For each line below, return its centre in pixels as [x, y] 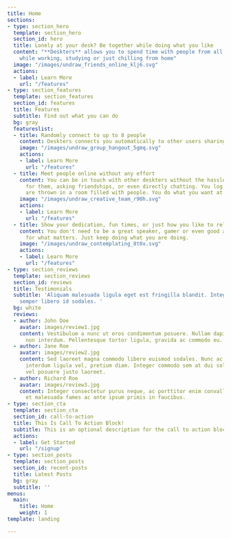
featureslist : [33, 129]
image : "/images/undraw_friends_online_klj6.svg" [86, 65]
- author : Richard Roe [46, 378]
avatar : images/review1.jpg [59, 327]
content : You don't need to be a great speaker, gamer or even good [120, 231]
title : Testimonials [43, 289]
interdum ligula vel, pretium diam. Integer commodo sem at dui [119, 366]
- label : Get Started [44, 442]
